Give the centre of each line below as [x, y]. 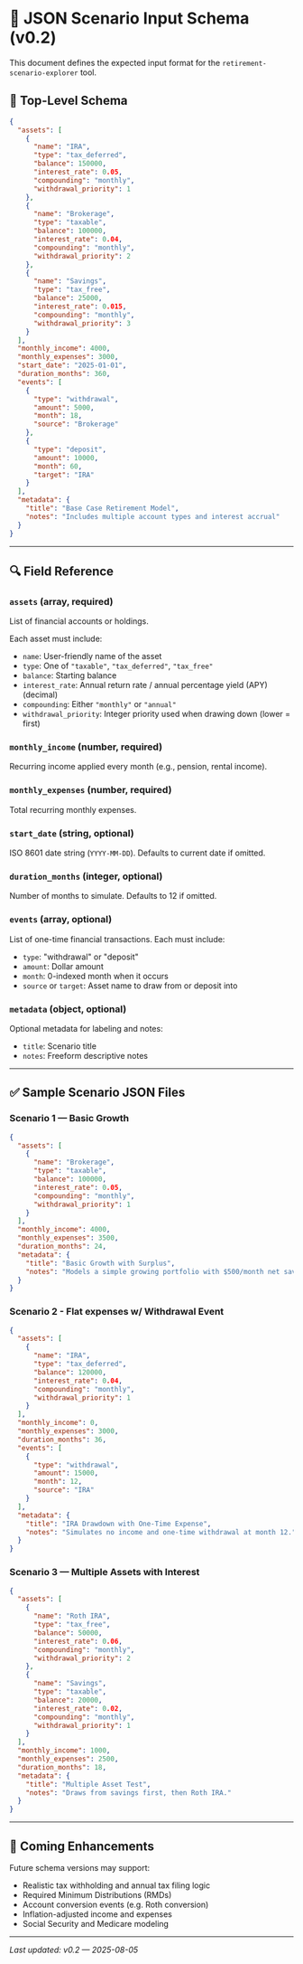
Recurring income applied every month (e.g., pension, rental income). [138, 767]
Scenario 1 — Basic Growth [69, 1119]
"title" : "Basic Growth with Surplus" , [101, 1263]
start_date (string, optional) [72, 833]
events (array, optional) [61, 920]
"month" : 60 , [58, 466]
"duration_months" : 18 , [62, 1767]
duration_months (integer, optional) [86, 876]
